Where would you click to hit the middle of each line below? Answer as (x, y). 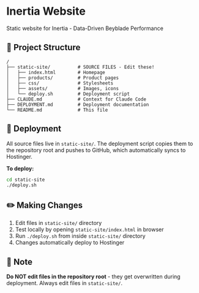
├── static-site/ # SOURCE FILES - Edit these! (81, 67)
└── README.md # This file (57, 110)
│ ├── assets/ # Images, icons (63, 88)
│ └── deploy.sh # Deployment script (68, 94)
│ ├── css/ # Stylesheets (60, 83)
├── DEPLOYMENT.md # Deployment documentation (78, 105)
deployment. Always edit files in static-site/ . (64, 283)
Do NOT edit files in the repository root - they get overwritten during (93, 276)
